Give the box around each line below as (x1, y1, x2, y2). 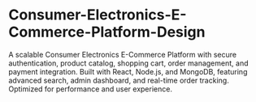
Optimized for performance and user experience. (8, 83, 173, 94)
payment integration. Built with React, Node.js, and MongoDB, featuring (8, 66, 248, 76)
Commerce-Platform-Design (8, 23, 206, 41)
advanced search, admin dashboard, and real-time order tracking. (8, 75, 229, 85)
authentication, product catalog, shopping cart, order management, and (8, 58, 249, 68)
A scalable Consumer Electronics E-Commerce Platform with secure (8, 49, 237, 59)
